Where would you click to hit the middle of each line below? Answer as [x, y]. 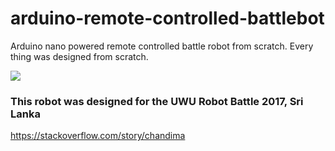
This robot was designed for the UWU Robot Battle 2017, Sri [157, 101]
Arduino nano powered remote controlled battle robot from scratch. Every [162, 46]
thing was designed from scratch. [79, 56]
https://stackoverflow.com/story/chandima [98, 136]
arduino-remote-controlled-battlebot [167, 18]
